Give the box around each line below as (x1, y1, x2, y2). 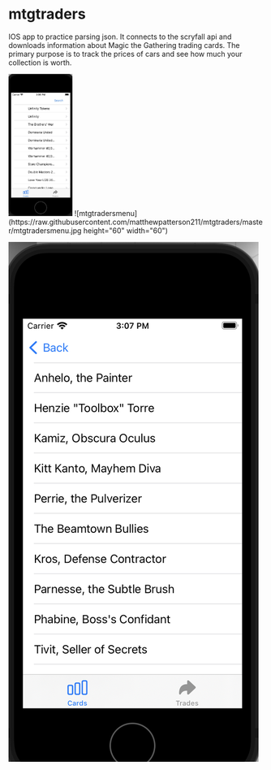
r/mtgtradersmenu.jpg (8, 226, 82, 236)
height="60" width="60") (83, 226, 169, 236)
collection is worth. (8, 58, 72, 67)
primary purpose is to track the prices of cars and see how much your (8, 49, 243, 58)
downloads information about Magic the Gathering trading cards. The (8, 40, 240, 50)
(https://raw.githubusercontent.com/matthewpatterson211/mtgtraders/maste (8, 217, 264, 227)
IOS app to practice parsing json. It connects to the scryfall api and (8, 32, 232, 41)
